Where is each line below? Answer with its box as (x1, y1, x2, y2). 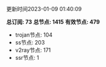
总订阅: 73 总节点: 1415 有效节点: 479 (6, 18, 101, 26)
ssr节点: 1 (15, 54, 40, 61)
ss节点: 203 (15, 39, 45, 46)
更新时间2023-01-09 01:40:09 (6, 5, 82, 12)
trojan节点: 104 (15, 31, 53, 38)
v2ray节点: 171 (15, 46, 51, 54)
